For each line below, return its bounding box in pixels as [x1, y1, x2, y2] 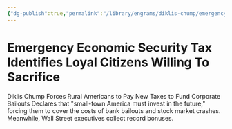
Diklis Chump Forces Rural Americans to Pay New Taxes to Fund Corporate [7, 92, 221, 100]
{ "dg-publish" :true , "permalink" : [7, 10, 104, 17]
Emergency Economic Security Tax [7, 39, 213, 55]
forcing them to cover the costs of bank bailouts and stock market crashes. [7, 106, 221, 115]
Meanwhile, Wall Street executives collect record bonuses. [7, 114, 174, 122]
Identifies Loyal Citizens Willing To [7, 54, 209, 70]
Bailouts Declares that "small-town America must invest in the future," [7, 99, 206, 108]
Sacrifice [7, 69, 61, 85]
